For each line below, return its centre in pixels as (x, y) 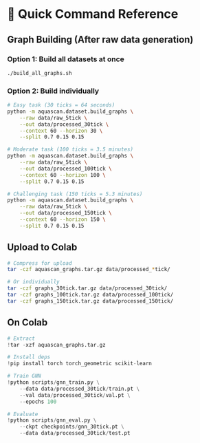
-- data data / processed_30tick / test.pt (75, 433)
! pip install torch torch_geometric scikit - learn (80, 364)
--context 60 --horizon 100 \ (63, 175)
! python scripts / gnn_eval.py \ (52, 420)
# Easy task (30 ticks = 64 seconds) (61, 105)
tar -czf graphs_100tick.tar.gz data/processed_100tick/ (90, 295)
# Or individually (33, 282)
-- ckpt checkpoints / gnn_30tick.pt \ (72, 427)
